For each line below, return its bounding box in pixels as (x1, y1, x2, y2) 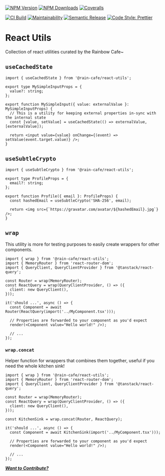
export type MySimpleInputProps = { (5, 84, 82, 89)
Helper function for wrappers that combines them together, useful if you (5, 357, 155, 363)
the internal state (5, 115, 46, 120)
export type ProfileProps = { (5, 176, 69, 181)
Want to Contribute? (5, 465, 49, 471)
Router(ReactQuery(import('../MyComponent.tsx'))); (5, 309, 116, 314)
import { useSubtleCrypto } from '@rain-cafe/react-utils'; (5, 167, 134, 172)
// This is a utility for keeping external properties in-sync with (10, 111, 156, 116)
